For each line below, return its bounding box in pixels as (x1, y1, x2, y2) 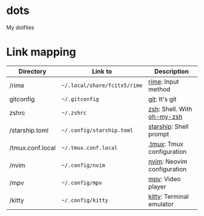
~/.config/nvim (61, 162, 106, 169)
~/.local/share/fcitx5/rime (61, 82, 143, 89)
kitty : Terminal (148, 192, 189, 201)
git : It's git (148, 95, 177, 103)
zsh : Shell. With (148, 105, 192, 113)
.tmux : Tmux (148, 139, 184, 148)
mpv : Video (148, 175, 181, 183)
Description (154, 67, 189, 75)
